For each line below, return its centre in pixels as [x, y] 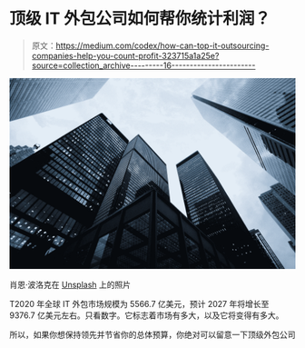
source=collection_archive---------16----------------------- [143, 65]
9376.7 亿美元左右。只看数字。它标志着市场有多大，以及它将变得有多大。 [147, 315]
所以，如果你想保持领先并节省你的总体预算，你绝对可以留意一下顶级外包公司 [152, 334]
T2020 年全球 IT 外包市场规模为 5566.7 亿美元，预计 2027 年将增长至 [139, 303]
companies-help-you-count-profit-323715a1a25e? [125, 55]
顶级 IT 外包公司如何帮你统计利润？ [140, 19]
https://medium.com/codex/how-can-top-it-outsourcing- [162, 45]
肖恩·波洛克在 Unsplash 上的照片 [70, 284]
